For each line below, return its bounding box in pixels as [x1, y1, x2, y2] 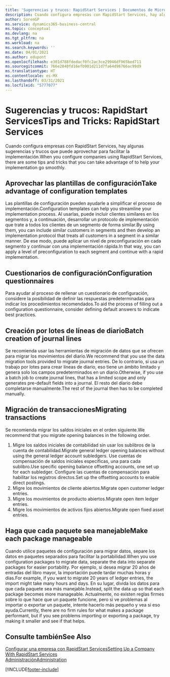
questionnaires [5, 276, 54, 285]
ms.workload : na [5, 41, 39, 46]
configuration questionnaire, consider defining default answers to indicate [5, 306, 160, 312]
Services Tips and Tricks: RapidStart [5, 115, 160, 127]
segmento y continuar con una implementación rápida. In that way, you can [5, 244, 161, 250]
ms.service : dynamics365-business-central [5, 21, 96, 27]
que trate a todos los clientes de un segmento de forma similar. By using [5, 222, 155, 228]
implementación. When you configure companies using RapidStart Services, [5, 153, 163, 160]
